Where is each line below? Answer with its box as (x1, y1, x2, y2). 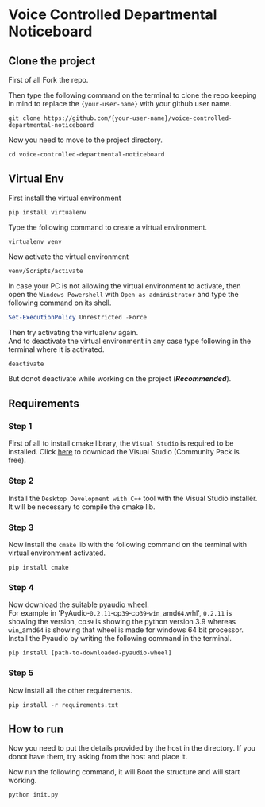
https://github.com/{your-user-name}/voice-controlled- (43, 114, 232, 122)
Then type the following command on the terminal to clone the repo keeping (8, 91, 257, 100)
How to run (8, 722, 64, 736)
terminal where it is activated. (8, 344, 105, 354)
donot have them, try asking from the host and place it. (8, 752, 188, 762)
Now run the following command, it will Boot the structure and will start (8, 767, 240, 777)
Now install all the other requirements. (8, 685, 132, 695)
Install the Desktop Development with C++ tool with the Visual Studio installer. (8, 493, 258, 503)
